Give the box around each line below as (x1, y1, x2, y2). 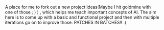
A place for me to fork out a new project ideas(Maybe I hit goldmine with (5, 4, 151, 10)
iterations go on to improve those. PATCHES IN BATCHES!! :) (5, 19, 126, 25)
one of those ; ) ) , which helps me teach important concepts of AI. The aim (5, 9, 157, 15)
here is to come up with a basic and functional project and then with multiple (5, 15, 160, 20)
